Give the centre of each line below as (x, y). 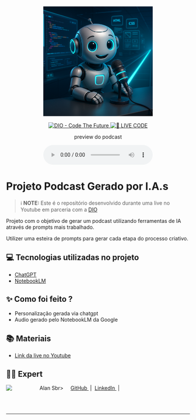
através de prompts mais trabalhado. (50, 227)
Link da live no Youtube (43, 356)
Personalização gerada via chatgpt (56, 313)
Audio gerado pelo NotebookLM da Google (66, 319)
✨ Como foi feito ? (39, 299)
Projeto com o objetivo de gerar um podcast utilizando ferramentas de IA (94, 221)
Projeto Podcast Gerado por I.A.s (87, 186)
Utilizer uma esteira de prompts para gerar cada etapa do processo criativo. (97, 238)
